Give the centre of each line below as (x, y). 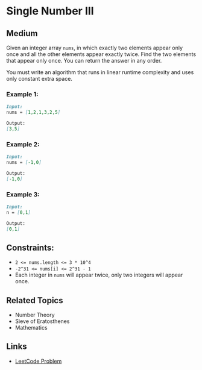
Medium (22, 33)
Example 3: (23, 194)
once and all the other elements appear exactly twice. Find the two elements (101, 54)
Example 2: (23, 144)
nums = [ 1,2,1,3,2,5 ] (33, 113)
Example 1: (22, 94)
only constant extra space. (39, 79)
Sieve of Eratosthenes (42, 321)
